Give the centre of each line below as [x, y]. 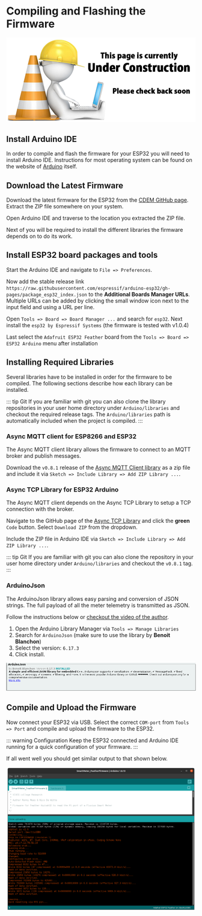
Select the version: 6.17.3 [47, 648]
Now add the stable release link [45, 281]
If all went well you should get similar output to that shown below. [87, 758]
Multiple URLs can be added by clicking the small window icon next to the [98, 301]
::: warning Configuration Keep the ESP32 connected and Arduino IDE [93, 740]
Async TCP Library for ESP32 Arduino [63, 489]
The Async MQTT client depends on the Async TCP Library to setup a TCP [99, 503]
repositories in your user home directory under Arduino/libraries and [93, 408]
